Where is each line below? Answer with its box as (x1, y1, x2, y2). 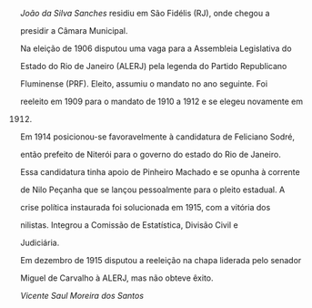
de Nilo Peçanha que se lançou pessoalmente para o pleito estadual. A (20, 184, 286, 195)
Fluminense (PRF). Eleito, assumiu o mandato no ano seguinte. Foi (20, 78, 268, 89)
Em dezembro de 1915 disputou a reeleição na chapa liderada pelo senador (20, 255, 302, 265)
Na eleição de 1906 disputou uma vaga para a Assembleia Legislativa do (20, 43, 292, 54)
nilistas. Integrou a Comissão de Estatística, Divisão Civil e (20, 220, 238, 231)
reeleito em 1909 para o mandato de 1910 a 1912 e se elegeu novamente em (20, 96, 304, 107)
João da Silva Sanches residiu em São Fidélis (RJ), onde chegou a (20, 8, 270, 18)
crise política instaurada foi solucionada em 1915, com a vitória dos (20, 202, 271, 212)
